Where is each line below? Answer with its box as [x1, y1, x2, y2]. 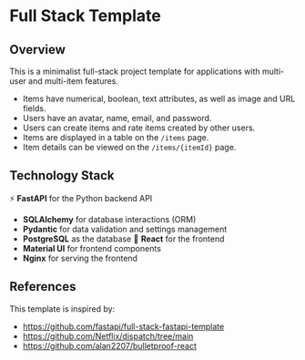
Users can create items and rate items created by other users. [22, 122, 256, 133]
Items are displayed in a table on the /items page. [22, 132, 209, 142]
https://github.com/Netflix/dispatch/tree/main [22, 330, 194, 342]
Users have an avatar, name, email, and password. [22, 113, 212, 123]
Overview [9, 42, 66, 57]
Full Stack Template [9, 5, 161, 26]
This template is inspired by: [9, 303, 116, 314]
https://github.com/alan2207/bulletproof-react [22, 340, 198, 351]
